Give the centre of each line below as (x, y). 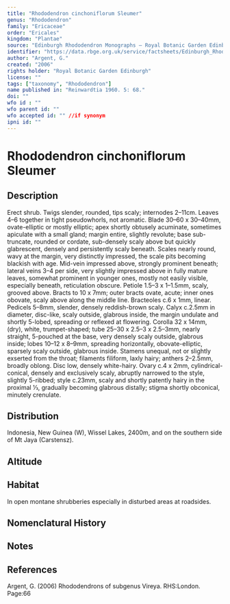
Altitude (25, 462)
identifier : (24, 52)
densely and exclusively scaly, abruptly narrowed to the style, (118, 373)
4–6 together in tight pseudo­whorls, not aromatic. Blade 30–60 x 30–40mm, (114, 220)
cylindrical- (207, 365)
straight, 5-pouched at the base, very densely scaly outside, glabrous (105, 336)
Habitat (23, 485)
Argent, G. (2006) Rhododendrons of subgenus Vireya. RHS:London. (104, 586)
